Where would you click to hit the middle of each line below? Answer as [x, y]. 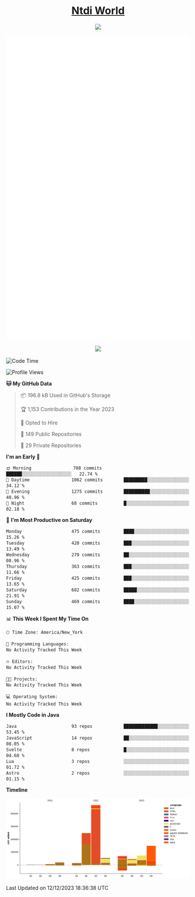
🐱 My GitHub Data [29, 383]
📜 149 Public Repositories [51, 434]
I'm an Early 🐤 [23, 456]
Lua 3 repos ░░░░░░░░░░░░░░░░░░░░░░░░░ [98, 761]
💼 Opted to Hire [39, 422]
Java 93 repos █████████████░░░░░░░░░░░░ [98, 726]
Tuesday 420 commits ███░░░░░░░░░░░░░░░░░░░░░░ [98, 543]
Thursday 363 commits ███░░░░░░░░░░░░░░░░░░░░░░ [98, 566]
